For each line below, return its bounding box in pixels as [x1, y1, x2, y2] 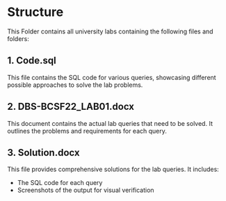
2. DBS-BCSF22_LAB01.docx [7, 101, 134, 113]
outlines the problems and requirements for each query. [7, 127, 167, 135]
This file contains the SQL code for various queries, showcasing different [7, 73, 217, 81]
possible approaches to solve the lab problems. [7, 81, 143, 89]
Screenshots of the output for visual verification [17, 186, 154, 195]
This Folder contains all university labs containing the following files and [7, 27, 213, 35]
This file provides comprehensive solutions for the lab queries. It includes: [7, 165, 219, 174]
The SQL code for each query [17, 179, 103, 187]
